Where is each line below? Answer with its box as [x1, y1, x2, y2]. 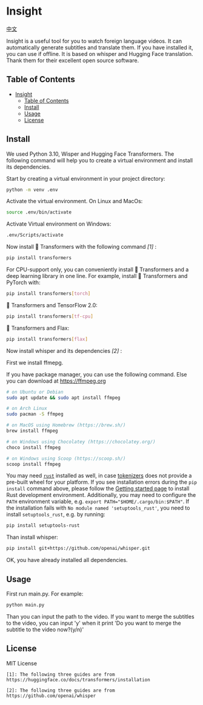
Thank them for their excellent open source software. [6, 57, 139, 64]
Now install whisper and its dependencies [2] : [6, 347, 122, 354]
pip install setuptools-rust [6, 523, 80, 529]
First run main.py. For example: [6, 590, 84, 597]
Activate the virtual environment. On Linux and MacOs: [6, 198, 143, 205]
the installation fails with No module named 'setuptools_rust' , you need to [6, 504, 190, 512]
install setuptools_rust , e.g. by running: [6, 511, 105, 518]
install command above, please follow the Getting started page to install [6, 485, 190, 492]
